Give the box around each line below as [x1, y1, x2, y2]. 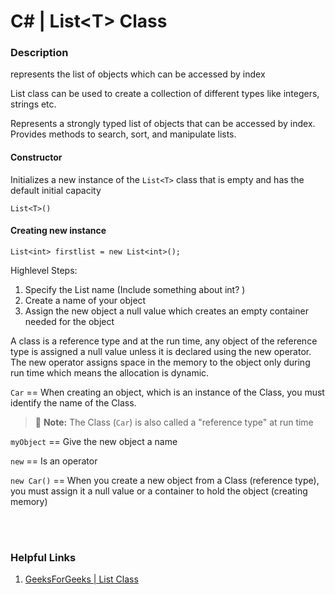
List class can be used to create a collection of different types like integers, [10, 88, 320, 100]
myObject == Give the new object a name [10, 435, 178, 447]
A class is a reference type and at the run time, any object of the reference [10, 335, 318, 347]
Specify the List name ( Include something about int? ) [24, 283, 246, 295]
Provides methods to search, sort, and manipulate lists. [10, 128, 237, 140]
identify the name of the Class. [10, 396, 137, 409]
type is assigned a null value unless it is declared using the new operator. [10, 345, 312, 357]
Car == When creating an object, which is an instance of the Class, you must [10, 386, 325, 398]
